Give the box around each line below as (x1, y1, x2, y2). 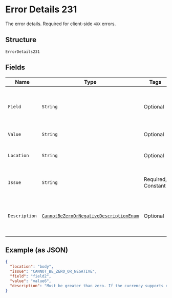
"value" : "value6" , (10, 278, 52, 284)
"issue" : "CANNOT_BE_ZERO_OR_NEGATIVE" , (10, 269, 97, 274)
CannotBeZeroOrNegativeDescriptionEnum (41, 213, 139, 219)
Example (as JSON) (5, 246, 68, 254)
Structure (5, 35, 37, 44)
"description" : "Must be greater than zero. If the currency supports (10, 283, 164, 288)
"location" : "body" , (10, 264, 54, 269)
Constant (143, 182, 166, 189)
